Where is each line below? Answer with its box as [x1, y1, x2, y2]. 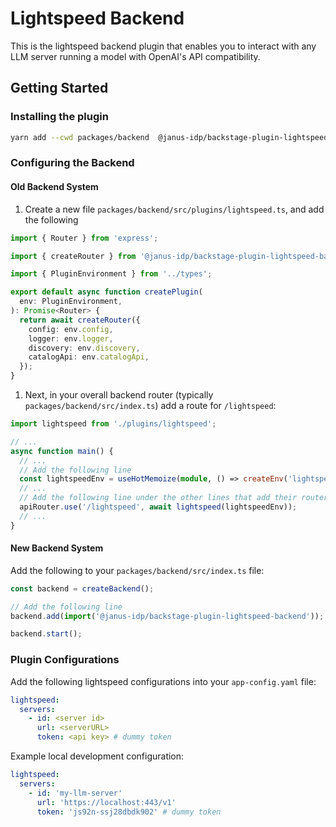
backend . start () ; [10, 629, 83, 639]
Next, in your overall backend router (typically [24, 389, 214, 401]
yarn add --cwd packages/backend [10, 132, 150, 142]
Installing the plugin [10, 110, 109, 124]
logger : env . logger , [28, 333, 114, 344]
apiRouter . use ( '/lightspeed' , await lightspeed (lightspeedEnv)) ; [19, 502, 298, 512]
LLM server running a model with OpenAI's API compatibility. [10, 50, 261, 62]
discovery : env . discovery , [28, 343, 141, 353]
